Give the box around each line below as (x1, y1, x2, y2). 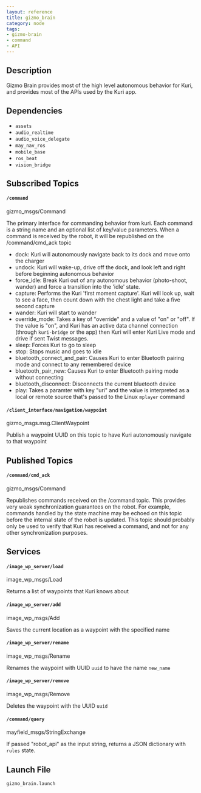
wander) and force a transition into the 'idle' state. (15, 283, 141, 291)
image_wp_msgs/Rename (6, 652, 70, 660)
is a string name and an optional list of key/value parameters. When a (6, 226, 179, 233)
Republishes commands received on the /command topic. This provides (6, 496, 186, 504)
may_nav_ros (15, 143, 46, 149)
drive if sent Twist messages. (15, 335, 89, 342)
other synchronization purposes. (6, 529, 88, 536)
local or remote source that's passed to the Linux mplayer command (15, 393, 185, 401)
